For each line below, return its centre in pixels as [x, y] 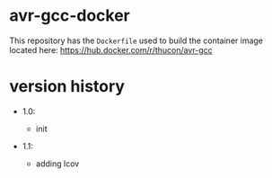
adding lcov [57, 164]
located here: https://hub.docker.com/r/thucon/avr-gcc [111, 49]
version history [67, 87]
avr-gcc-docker [70, 16]
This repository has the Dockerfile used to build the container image [136, 40]
